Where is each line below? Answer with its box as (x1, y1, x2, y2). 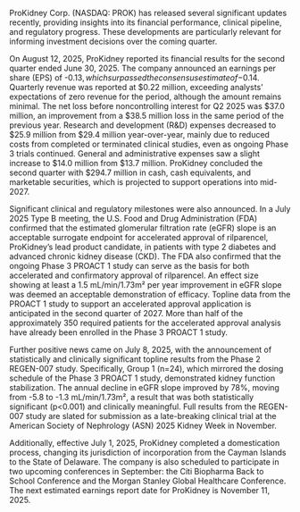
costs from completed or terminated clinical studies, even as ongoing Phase (9, 138, 288, 149)
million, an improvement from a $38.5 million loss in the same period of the (9, 111, 284, 121)
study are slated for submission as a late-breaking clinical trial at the (25, 411, 277, 421)
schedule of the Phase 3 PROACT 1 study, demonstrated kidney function (9, 373, 275, 383)
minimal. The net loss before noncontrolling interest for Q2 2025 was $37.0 (9, 101, 286, 111)
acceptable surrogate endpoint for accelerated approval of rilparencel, (9, 232, 269, 242)
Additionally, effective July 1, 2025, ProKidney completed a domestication (9, 438, 280, 448)
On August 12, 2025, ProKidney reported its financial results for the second (9, 54, 286, 63)
